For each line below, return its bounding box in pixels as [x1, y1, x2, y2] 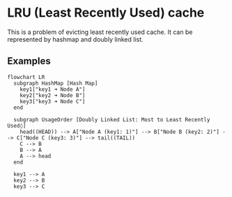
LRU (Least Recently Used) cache [7, 5, 205, 21]
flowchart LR [7, 74, 45, 80]
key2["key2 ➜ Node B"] [20, 92, 86, 98]
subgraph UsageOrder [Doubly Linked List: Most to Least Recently [13, 116, 210, 123]
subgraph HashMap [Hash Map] [13, 80, 98, 87]
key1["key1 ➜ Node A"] [20, 85, 86, 93]
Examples [7, 55, 51, 67]
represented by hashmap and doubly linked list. [7, 35, 144, 43]
